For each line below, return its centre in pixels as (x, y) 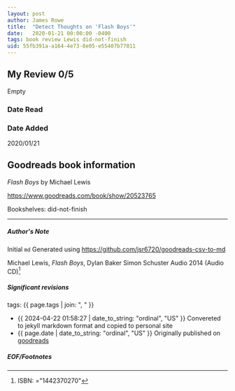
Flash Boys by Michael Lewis (49, 182)
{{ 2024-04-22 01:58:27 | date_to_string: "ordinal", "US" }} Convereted (119, 318)
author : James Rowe (36, 20)
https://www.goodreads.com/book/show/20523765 (81, 195)
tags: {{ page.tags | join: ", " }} (51, 305)
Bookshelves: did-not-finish (47, 209)
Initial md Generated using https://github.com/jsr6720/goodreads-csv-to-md (116, 249)
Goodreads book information (71, 165)
